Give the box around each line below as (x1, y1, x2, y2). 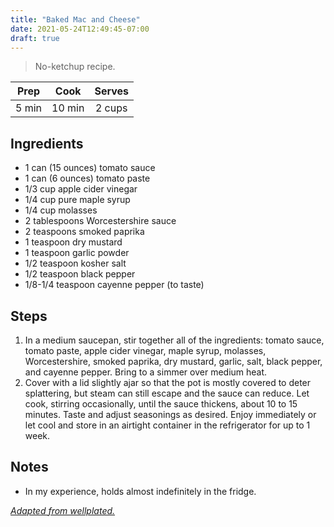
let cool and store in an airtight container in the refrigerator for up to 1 (24, 419, 311, 431)
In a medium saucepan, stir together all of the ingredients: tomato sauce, (24, 334, 325, 346)
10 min (51, 101, 85, 115)
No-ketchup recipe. (34, 61, 116, 73)
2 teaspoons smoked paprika (24, 226, 145, 238)
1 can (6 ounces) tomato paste (24, 172, 151, 185)
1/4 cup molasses (24, 204, 98, 216)
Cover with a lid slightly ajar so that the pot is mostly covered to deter (24, 377, 312, 388)
